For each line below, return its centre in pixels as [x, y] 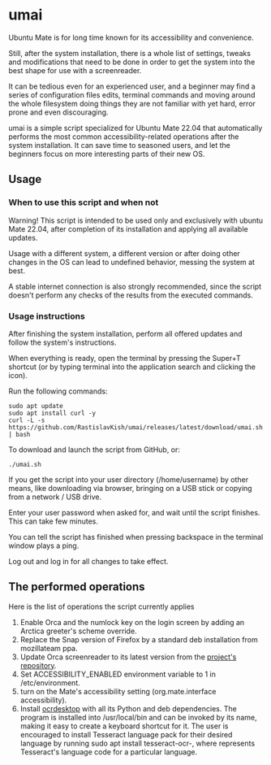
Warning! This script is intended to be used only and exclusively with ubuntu [136, 220]
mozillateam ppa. [49, 648]
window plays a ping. [44, 545]
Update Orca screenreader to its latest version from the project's [128, 657]
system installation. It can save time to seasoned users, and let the [120, 145]
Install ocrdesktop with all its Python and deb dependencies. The [128, 708]
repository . [38, 665]
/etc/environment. [50, 682]
